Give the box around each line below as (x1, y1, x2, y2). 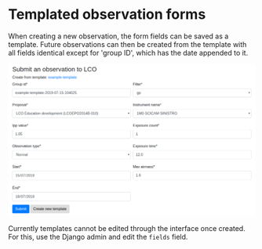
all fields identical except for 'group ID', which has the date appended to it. (8, 48, 249, 57)
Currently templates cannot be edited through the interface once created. (8, 224, 246, 233)
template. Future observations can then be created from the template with (8, 39, 247, 49)
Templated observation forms (8, 5, 206, 23)
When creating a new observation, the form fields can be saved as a (8, 31, 229, 41)
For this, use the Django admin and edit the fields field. (8, 233, 188, 242)
